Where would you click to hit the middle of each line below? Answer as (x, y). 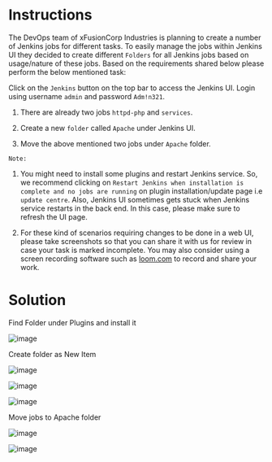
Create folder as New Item (52, 354)
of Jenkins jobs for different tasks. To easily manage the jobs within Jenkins (135, 46)
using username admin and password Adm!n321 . (86, 96)
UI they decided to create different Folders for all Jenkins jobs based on (129, 54)
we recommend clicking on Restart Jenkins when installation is (132, 182)
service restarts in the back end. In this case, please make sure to (130, 208)
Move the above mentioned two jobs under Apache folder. (115, 143)
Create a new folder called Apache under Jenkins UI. (108, 128)
